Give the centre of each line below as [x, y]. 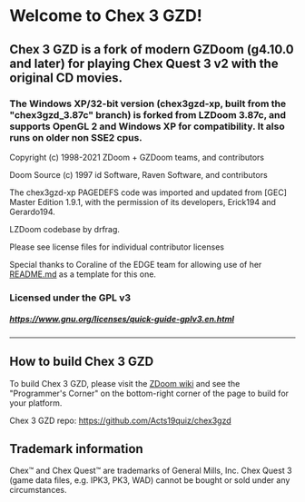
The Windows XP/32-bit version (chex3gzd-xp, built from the [148, 103]
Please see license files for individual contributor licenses [117, 247]
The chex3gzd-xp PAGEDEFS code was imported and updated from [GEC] [148, 192]
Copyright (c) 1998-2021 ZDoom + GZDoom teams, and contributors [137, 157]
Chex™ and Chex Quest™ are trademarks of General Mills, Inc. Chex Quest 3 [151, 471]
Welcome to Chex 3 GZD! [106, 16]
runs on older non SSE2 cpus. [76, 137]
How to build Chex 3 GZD [82, 362]
